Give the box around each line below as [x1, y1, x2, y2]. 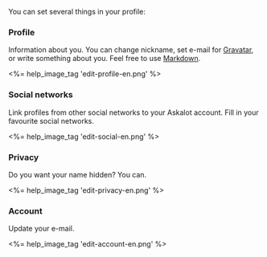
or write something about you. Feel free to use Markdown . [8, 54, 201, 63]
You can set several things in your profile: [8, 7, 146, 16]
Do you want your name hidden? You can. [8, 169, 147, 179]
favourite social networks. [8, 116, 95, 125]
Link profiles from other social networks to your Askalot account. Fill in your [8, 108, 259, 117]
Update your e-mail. [8, 224, 75, 234]
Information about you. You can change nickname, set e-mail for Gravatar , [8, 45, 254, 55]
